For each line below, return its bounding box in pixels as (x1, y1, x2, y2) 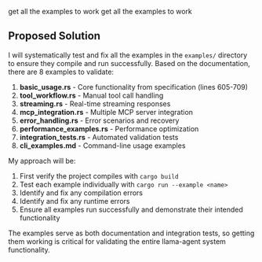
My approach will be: (8, 156, 76, 165)
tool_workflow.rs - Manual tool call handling (19, 90, 164, 100)
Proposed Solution (8, 29, 100, 42)
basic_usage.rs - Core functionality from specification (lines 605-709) (19, 82, 249, 91)
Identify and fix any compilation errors (19, 188, 144, 197)
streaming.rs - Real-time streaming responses (19, 98, 171, 109)
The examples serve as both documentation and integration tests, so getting (8, 228, 255, 238)
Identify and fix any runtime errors (19, 196, 130, 205)
